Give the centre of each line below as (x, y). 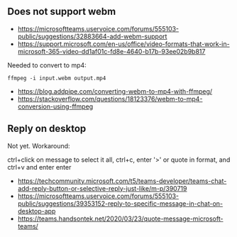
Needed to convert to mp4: (47, 65)
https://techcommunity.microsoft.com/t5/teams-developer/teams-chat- (122, 181)
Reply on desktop (47, 129)
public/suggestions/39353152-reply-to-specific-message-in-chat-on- (120, 203)
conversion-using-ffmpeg (55, 106)
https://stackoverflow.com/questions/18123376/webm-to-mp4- (110, 99)
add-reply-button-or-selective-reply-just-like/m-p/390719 (102, 188)
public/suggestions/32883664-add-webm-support (92, 36)
